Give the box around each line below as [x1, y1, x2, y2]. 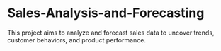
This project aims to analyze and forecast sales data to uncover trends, [7, 28, 215, 37]
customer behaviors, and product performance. [7, 35, 147, 44]
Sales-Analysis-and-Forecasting [7, 5, 205, 21]
